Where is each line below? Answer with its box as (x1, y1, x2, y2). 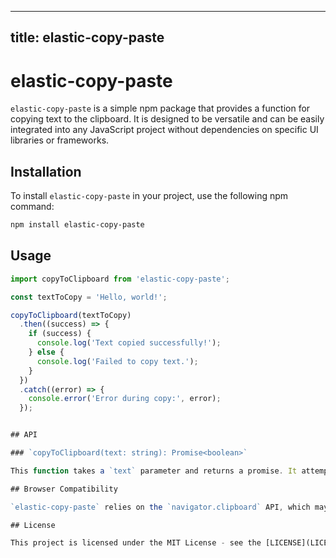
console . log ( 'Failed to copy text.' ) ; (36, 356, 199, 366)
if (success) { (28, 329, 92, 339)
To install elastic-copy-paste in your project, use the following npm (10, 190, 289, 202)
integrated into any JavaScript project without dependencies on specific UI (10, 124, 319, 136)
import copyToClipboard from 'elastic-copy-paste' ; (10, 274, 230, 284)
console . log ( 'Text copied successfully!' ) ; (36, 338, 222, 348)
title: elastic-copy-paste (10, 29, 165, 46)
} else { (28, 347, 65, 358)
